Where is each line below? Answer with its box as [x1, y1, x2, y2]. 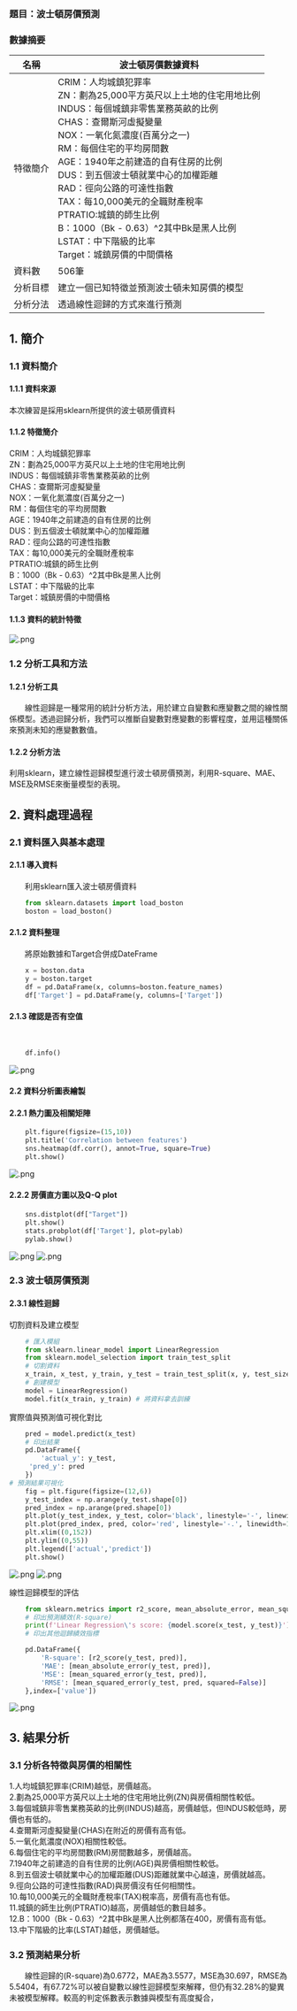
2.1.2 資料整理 [9, 927, 60, 938]
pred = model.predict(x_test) [25, 1429, 137, 1439]
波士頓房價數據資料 [118, 59, 200, 72]
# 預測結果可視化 [9, 1478, 64, 1487]
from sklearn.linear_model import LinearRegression [25, 1345, 219, 1355]
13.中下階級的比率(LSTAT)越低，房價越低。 [9, 1924, 165, 1935]
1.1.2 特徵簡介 [9, 426, 59, 437]
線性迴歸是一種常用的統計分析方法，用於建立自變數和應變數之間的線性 [25, 702, 280, 713]
